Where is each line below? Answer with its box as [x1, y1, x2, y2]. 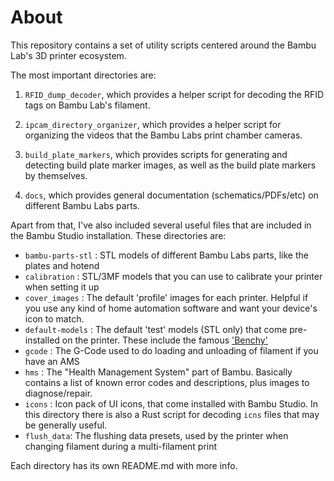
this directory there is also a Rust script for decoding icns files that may [24, 408, 320, 420]
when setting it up [24, 281, 100, 293]
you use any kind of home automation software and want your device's [24, 302, 318, 314]
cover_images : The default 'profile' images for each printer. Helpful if [24, 291, 309, 303]
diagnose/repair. [24, 387, 93, 399]
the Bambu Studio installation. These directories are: [10, 229, 227, 241]
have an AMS [24, 355, 80, 367]
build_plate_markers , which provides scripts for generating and [24, 148, 288, 160]
